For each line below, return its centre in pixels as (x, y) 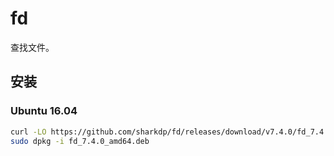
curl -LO (28, 132)
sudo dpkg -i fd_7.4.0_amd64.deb (80, 141)
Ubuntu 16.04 (44, 111)
